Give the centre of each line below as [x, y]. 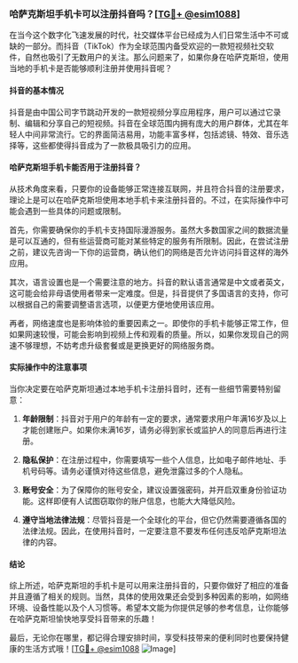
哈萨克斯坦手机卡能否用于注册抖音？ [75, 167]
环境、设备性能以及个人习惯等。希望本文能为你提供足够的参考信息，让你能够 [149, 608]
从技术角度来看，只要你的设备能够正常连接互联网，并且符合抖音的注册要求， [149, 188]
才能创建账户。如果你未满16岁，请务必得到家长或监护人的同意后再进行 [150, 429]
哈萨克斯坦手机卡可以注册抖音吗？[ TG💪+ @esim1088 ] [125, 13]
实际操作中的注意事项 [48, 367]
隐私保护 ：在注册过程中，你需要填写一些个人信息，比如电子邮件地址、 [150, 459]
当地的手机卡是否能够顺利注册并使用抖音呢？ [91, 68]
